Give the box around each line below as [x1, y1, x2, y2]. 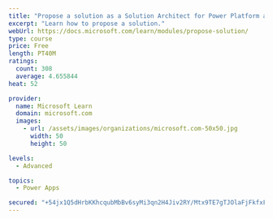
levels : [8, 154, 35, 162]
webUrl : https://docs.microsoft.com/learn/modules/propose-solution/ [8, 27, 249, 35]
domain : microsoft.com [15, 109, 93, 118]
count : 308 [15, 65, 53, 73]
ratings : [8, 58, 38, 66]
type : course [8, 34, 53, 43]
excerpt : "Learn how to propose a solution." [8, 19, 165, 28]
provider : [8, 94, 42, 102]
